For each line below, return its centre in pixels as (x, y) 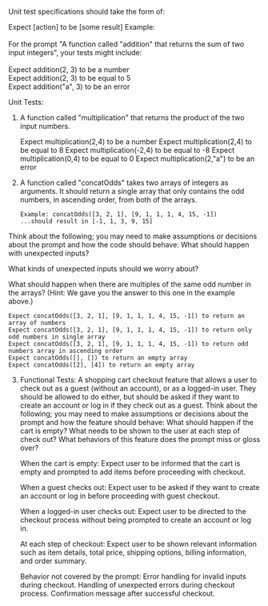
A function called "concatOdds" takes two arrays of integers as (124, 183)
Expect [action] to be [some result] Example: (82, 27)
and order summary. (53, 561)
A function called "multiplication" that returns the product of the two (132, 118)
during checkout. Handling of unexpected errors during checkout (127, 585)
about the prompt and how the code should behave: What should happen (129, 245)
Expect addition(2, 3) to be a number (69, 70)
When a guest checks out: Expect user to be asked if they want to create (140, 487)
